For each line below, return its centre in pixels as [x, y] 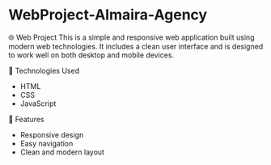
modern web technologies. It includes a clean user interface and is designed [136, 46]
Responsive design [52, 134]
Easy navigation [47, 143]
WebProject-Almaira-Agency [108, 15]
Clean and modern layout [62, 152]
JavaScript [38, 104]
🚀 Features [26, 119]
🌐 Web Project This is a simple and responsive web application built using [131, 37]
